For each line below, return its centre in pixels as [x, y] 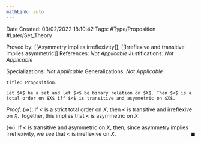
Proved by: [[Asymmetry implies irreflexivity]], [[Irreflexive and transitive [95, 47]
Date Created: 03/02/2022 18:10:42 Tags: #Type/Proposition [81, 29]
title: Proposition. [32, 82]
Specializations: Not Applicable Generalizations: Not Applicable [85, 71]
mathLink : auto [25, 12]
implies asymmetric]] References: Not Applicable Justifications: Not [90, 53]
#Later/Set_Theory [29, 35]
